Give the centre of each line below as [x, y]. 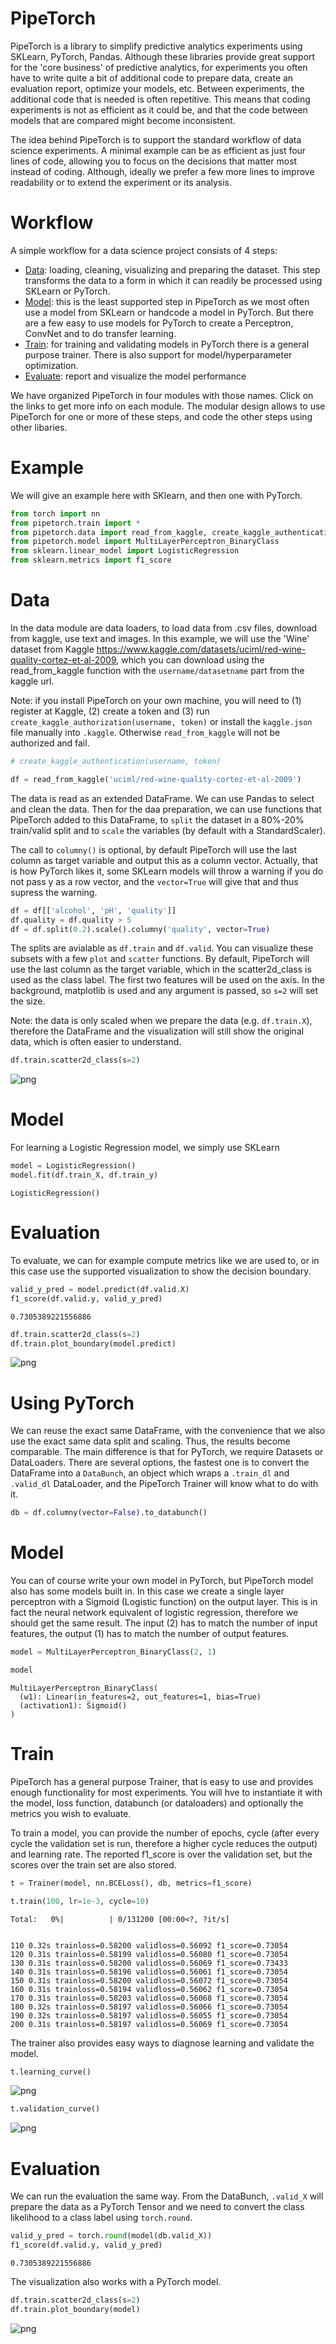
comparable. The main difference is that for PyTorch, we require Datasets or [167, 1452]
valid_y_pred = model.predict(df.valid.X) [100, 1289]
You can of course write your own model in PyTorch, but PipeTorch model [162, 1581]
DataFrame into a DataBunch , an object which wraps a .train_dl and [150, 1473]
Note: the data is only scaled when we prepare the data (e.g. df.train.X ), [161, 1021]
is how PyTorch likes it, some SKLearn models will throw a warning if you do [167, 871]
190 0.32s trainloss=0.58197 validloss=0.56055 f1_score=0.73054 [149, 2015]
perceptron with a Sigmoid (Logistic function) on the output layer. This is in [164, 1602]
